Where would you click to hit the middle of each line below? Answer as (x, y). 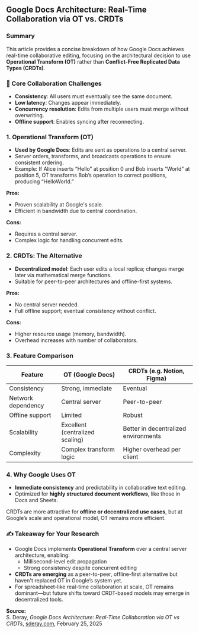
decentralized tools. (39, 600)
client (131, 456)
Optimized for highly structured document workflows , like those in (97, 494)
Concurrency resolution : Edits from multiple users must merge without (102, 109)
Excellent (74, 425)
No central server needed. (47, 304)
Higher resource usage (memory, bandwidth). (70, 334)
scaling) (73, 440)
